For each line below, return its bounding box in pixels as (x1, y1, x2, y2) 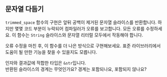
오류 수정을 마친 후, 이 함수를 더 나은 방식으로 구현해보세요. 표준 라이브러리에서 (5, 43, 161, 49)
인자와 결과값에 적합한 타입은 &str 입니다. (5, 60, 86, 66)
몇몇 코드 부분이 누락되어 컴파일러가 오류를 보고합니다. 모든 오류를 (14, 25, 145, 31)
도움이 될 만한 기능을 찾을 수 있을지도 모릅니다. (5, 49, 97, 55)
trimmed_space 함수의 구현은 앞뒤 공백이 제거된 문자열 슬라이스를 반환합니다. (5, 19, 157, 25)
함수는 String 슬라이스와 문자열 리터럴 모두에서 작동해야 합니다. (17, 32, 144, 38)
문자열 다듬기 (5, 5, 44, 14)
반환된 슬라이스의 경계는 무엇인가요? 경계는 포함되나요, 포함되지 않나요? (5, 66, 147, 72)
